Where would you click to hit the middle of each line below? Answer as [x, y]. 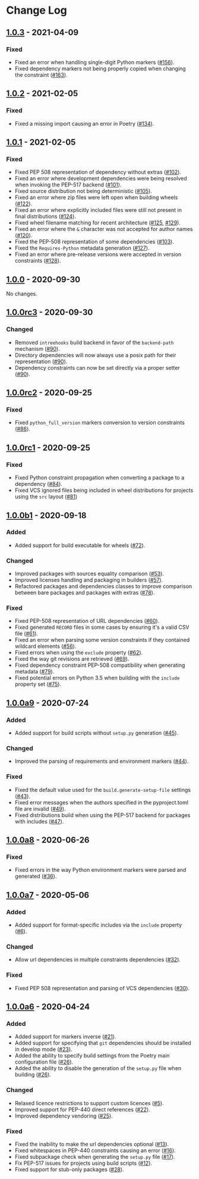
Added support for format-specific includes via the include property [98, 925]
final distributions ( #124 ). [45, 216]
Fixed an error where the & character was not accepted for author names [104, 229]
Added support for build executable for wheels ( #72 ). [80, 545]
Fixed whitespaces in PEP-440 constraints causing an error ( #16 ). [95, 1150]
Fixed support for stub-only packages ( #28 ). [69, 1169]
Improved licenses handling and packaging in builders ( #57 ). [89, 580]
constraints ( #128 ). [38, 261]
